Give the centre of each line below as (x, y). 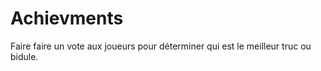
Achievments (67, 18)
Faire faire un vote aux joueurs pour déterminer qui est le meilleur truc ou (161, 46)
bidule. (24, 56)
